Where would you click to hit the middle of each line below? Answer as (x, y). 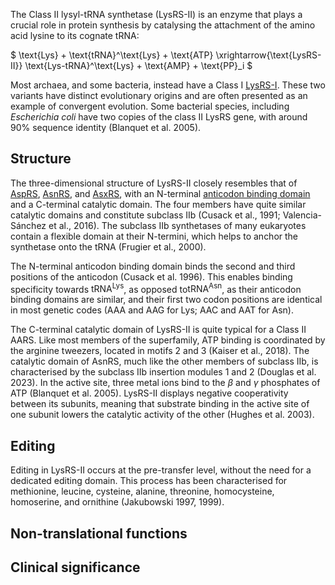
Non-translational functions (99, 533)
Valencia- (302, 215)
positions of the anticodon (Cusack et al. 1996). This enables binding (151, 276)
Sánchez (28, 225)
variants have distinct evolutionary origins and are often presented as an (159, 95)
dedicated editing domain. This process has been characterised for (149, 481)
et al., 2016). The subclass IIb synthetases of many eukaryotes (177, 225)
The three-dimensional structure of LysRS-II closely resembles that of (154, 183)
